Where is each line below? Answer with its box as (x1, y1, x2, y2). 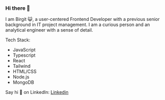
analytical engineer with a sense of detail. (5, 27, 93, 33)
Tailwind (12, 63, 31, 69)
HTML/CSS (12, 68, 37, 74)
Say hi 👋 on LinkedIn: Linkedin (5, 89, 69, 95)
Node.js (12, 74, 30, 80)
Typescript (12, 52, 36, 58)
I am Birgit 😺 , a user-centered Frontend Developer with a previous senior (5, 16, 160, 22)
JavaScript (12, 47, 36, 53)
